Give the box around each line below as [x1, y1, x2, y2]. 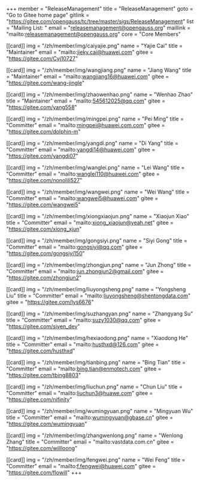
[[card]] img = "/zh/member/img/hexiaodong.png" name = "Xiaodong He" [6, 335, 189, 341]
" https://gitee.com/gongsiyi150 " [6, 250, 85, 257]
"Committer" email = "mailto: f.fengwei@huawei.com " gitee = [6, 463, 156, 469]
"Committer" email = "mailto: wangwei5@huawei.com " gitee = [6, 195, 159, 201]
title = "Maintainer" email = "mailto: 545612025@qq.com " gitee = [6, 97, 166, 104]
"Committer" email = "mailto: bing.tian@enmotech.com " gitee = [6, 365, 162, 372]
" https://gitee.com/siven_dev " [6, 323, 80, 330]
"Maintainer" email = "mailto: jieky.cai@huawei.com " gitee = [6, 49, 154, 56]
